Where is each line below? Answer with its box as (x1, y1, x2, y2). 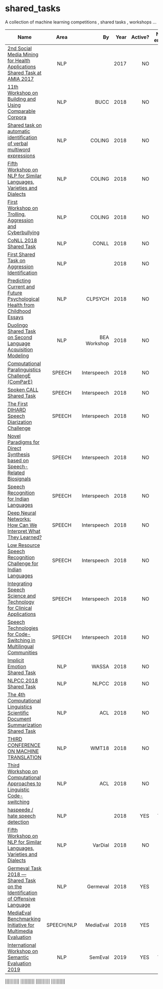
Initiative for (7, 921, 35, 928)
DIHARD (7, 406, 26, 413)
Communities (7, 649, 38, 656)
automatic (7, 128, 31, 135)
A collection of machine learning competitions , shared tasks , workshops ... (5, 19, 157, 25)
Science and (7, 592, 36, 599)
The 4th (7, 691, 26, 698)
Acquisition (7, 346, 33, 353)
